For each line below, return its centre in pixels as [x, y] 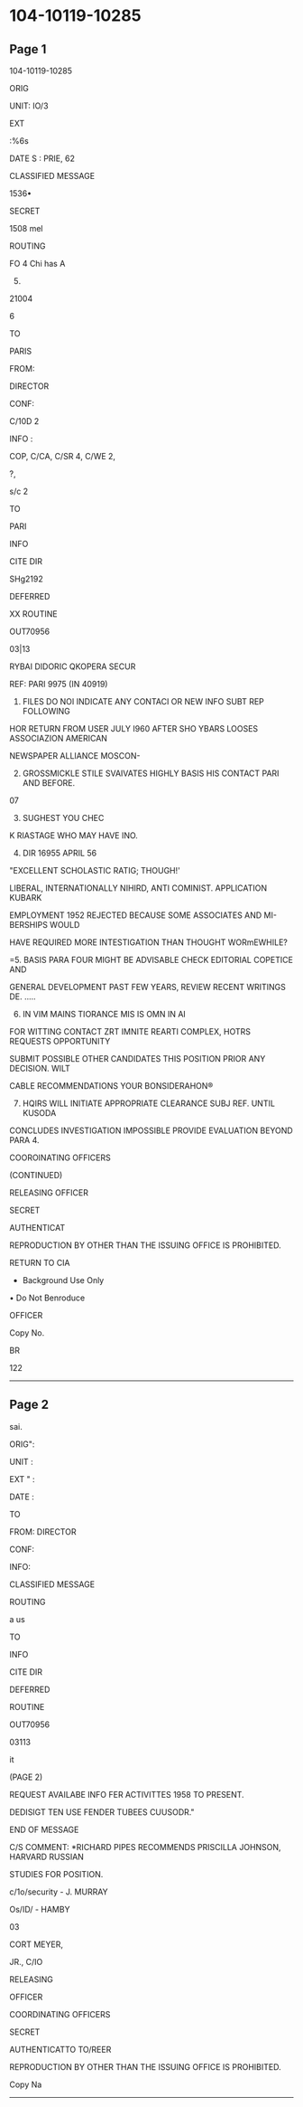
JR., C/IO [26, 1961]
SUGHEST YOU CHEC [63, 818]
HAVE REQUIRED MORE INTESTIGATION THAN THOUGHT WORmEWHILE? [149, 942]
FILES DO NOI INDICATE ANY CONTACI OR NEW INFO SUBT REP [143, 701]
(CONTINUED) [36, 1175]
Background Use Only [63, 1280]
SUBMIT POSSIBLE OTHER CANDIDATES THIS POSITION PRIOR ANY [138, 1058]
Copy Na [26, 2084]
